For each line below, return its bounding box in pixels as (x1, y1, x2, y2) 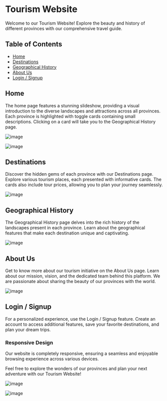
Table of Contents (5, 40, 63, 49)
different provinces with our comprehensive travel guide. (5, 25, 123, 31)
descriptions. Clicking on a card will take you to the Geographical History (5, 118, 156, 124)
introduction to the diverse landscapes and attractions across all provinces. (5, 108, 161, 114)
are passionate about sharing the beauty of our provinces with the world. (5, 279, 156, 284)
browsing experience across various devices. (5, 356, 99, 362)
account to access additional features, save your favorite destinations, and (5, 321, 159, 327)
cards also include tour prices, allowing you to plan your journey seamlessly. (5, 182, 163, 188)
